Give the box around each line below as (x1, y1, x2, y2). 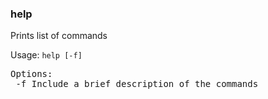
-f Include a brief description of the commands (15, 78, 259, 90)
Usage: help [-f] (10, 49, 83, 61)
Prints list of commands (10, 30, 108, 42)
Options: (10, 68, 53, 80)
